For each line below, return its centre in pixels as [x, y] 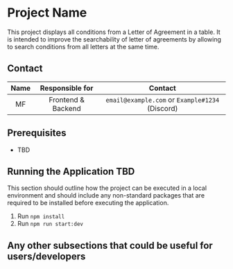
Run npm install [41, 216]
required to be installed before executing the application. [88, 203]
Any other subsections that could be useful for [110, 245]
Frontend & [66, 100]
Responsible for [67, 88]
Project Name [47, 13]
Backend [67, 108]
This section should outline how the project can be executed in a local [107, 188]
